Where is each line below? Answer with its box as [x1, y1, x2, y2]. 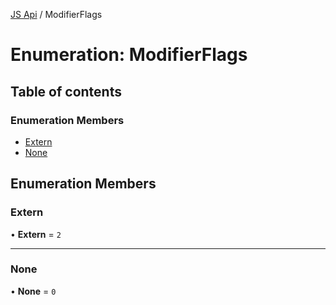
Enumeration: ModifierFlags [10, 44, 248, 66]
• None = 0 [10, 285, 57, 297]
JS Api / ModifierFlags [10, 9, 103, 20]
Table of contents [10, 83, 122, 100]
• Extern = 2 [10, 228, 62, 240]
